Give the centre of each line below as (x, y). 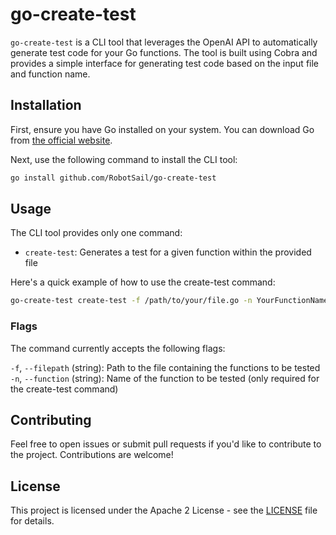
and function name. (50, 74)
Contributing (51, 420)
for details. (32, 521)
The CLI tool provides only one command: (96, 233)
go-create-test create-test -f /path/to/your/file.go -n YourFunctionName (169, 301)
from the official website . (61, 140)
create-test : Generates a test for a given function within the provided (168, 252)
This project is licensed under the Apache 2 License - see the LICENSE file (164, 510)
